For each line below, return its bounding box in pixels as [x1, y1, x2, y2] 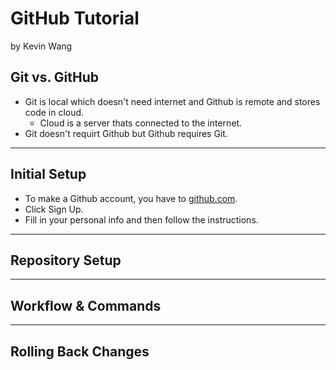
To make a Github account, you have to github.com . [24, 192, 238, 204]
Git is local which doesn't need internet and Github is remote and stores [24, 95, 321, 107]
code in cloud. [24, 106, 85, 118]
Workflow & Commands [10, 297, 162, 314]
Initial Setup [10, 166, 87, 183]
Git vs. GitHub [10, 69, 100, 86]
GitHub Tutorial [10, 7, 140, 30]
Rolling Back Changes [10, 343, 150, 360]
